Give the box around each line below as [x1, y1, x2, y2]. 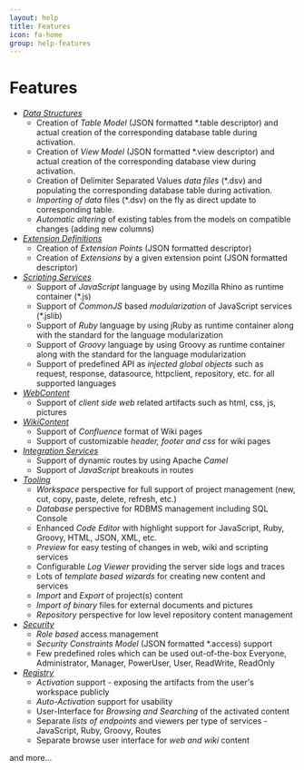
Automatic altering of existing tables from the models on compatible [35, 214, 291, 225]
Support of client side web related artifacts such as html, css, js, [35, 397, 277, 409]
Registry [22, 667, 54, 678]
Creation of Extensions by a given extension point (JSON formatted [35, 252, 288, 263]
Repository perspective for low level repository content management [35, 609, 293, 620]
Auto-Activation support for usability [35, 696, 173, 707]
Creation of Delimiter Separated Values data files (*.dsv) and [35, 175, 262, 186]
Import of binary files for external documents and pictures [35, 600, 254, 611]
